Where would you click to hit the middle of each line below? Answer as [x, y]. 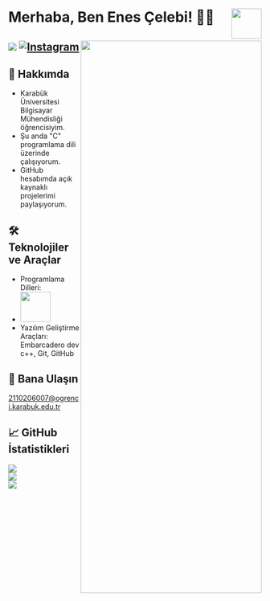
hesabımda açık [46, 179]
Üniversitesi [40, 102]
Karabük [34, 93]
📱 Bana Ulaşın [43, 379]
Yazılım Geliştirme [49, 328]
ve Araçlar [35, 260]
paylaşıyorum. [43, 204]
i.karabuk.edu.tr [35, 407]
